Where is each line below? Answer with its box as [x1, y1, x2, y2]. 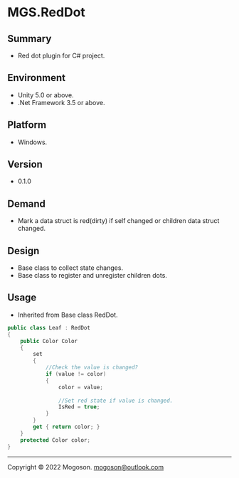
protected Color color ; [20, 436, 91, 444]
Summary [7, 33, 52, 45]
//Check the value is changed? [45, 364, 139, 371]
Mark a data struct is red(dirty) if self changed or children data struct [17, 217, 220, 225]
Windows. [17, 138, 48, 146]
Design [7, 244, 40, 256]
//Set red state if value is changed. [58, 397, 174, 404]
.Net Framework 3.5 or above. [17, 98, 105, 107]
